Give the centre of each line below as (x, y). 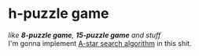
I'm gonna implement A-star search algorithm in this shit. (100, 43)
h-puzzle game (59, 14)
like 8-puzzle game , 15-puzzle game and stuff (85, 35)
